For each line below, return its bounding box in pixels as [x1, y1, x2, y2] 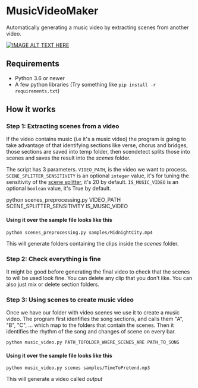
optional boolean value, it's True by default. [6, 185, 111, 192]
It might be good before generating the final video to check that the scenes [6, 268, 190, 275]
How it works [6, 104, 56, 115]
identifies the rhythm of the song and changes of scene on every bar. [6, 328, 177, 335]
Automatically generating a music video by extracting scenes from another [6, 24, 189, 31]
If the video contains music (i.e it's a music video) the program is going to [6, 135, 186, 143]
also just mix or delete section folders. [6, 281, 100, 288]
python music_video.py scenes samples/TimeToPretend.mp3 [6, 365, 150, 371]
